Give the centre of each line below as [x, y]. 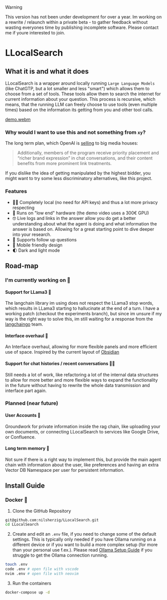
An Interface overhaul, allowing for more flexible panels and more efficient [81, 347]
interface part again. [26, 391]
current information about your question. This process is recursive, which [80, 99]
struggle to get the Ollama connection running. [60, 555]
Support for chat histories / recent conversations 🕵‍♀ [60, 363]
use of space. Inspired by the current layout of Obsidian [62, 352]
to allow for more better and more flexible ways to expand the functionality [82, 380]
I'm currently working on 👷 [38, 280]
